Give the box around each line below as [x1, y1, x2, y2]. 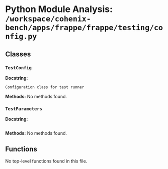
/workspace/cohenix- [5, 14, 92, 24]
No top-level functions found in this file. [5, 158, 88, 164]
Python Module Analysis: [5, 4, 113, 15]
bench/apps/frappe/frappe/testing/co [5, 23, 163, 33]
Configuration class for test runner [5, 84, 85, 90]
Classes [5, 50, 31, 58]
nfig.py [5, 32, 37, 41]
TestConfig [5, 65, 32, 71]
